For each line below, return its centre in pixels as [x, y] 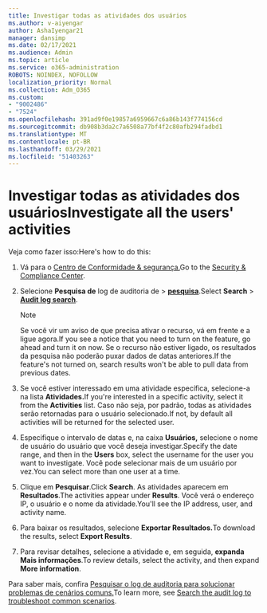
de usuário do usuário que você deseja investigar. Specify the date [128, 446]
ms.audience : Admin [41, 53]
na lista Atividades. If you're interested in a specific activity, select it [131, 397]
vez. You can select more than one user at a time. [100, 472]
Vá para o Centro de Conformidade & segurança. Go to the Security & [133, 267]
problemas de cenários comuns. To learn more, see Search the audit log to [130, 593]
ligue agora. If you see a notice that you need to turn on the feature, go [135, 339]
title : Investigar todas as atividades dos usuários [98, 16]
